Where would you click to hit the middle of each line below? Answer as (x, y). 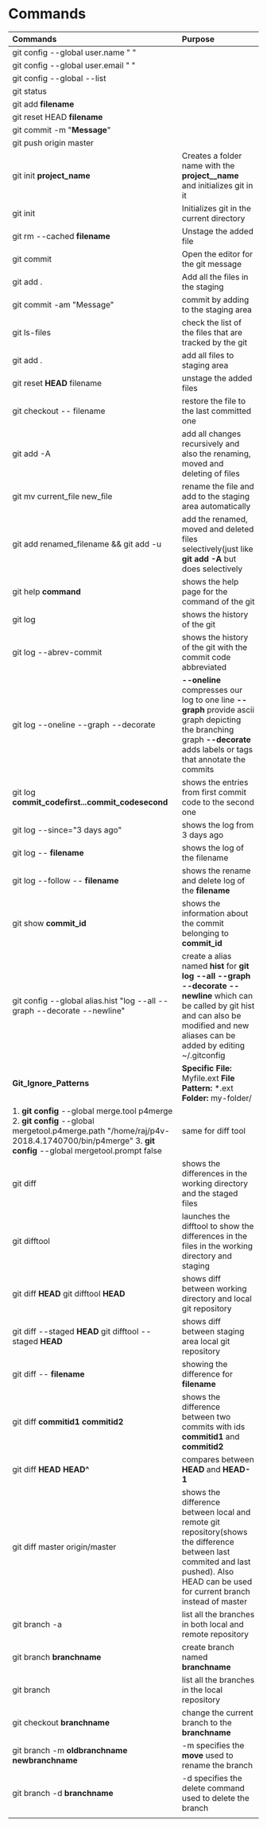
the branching (208, 729)
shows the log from (218, 825)
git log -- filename (48, 852)
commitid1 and (211, 1436)
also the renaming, (217, 454)
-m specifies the (213, 1745)
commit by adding (215, 299)
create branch (208, 1647)
